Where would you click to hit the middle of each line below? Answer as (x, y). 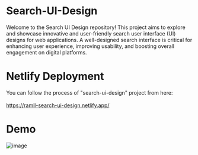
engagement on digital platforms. (47, 52)
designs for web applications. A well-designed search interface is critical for (99, 40)
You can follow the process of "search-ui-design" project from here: (90, 92)
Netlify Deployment (55, 77)
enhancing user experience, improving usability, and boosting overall (90, 46)
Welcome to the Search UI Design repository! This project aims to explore (96, 27)
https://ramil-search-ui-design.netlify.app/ (58, 105)
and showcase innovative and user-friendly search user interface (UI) (91, 33)
